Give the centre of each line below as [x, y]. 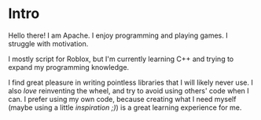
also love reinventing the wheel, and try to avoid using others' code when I [129, 90]
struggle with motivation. [48, 43]
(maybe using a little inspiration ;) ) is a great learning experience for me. [125, 107]
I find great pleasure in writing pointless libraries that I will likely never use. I [130, 82]
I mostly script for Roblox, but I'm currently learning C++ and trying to [121, 59]
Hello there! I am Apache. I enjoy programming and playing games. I [118, 35]
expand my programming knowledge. [69, 67]
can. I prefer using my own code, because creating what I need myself [122, 99]
